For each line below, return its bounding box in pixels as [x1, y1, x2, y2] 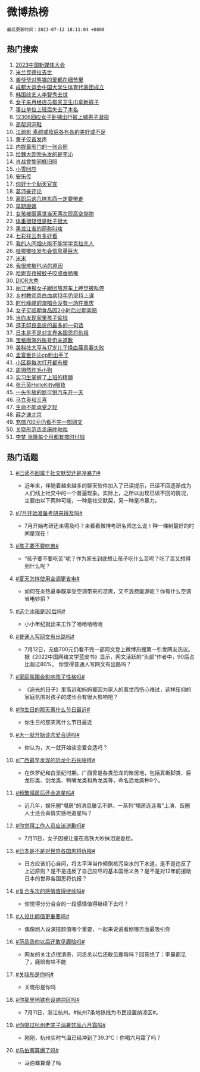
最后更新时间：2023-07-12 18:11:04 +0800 [7, 26, 105, 33]
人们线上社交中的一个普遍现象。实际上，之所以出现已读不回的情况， [24, 489, 192, 496]
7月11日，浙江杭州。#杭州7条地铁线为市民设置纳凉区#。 [24, 1008, 161, 1015]
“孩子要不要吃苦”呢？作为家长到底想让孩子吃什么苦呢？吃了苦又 [24, 555, 180, 562]
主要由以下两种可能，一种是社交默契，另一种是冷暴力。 [24, 496, 160, 504]
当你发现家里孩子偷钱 [15, 314, 68, 321]
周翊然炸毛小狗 [15, 366, 52, 373]
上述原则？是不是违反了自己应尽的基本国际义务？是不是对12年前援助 [24, 867, 192, 874]
